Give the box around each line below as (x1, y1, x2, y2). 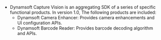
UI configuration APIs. (17, 20, 62, 26)
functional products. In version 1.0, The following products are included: (9, 9, 157, 15)
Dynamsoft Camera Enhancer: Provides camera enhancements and (17, 15, 155, 20)
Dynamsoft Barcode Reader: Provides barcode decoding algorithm (17, 25, 154, 31)
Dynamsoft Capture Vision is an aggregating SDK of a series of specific (9, 4, 156, 10)
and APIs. (17, 31, 37, 36)
